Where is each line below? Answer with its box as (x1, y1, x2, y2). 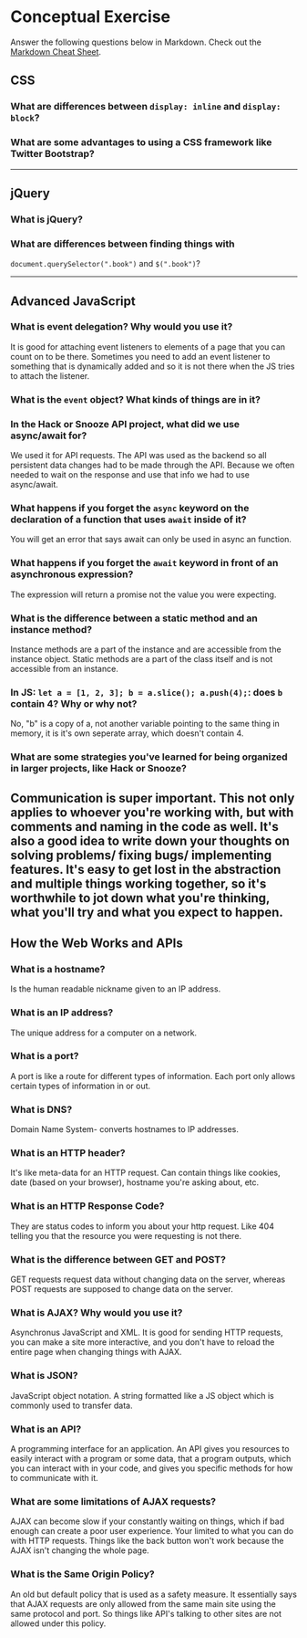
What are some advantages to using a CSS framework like (10, 136, 272, 149)
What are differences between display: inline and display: (10, 100, 281, 113)
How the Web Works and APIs (10, 935, 183, 950)
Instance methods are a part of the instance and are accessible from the (10, 644, 281, 655)
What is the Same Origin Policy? (10, 1568, 155, 1580)
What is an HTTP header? (10, 1147, 126, 1160)
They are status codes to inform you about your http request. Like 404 (10, 1221, 274, 1232)
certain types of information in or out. (10, 1080, 151, 1091)
